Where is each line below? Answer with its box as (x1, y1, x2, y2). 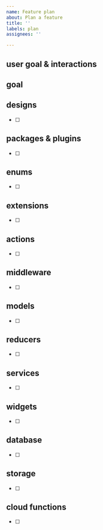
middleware (6, 267, 51, 278)
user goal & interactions (6, 59, 97, 69)
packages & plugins (6, 133, 81, 144)
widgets (6, 401, 37, 412)
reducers (6, 334, 41, 345)
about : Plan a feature (6, 14, 63, 21)
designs (6, 100, 37, 110)
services (6, 368, 40, 378)
